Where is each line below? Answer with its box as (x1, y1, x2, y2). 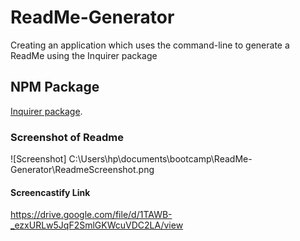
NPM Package (10, 79, 100, 96)
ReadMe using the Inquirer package (10, 49, 158, 61)
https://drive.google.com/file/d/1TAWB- (10, 209, 173, 221)
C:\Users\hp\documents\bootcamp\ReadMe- (68, 153, 253, 165)
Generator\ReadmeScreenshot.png (10, 164, 155, 176)
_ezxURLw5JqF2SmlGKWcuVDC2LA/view (10, 219, 184, 231)
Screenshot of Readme (10, 130, 124, 144)
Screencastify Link (10, 186, 91, 198)
